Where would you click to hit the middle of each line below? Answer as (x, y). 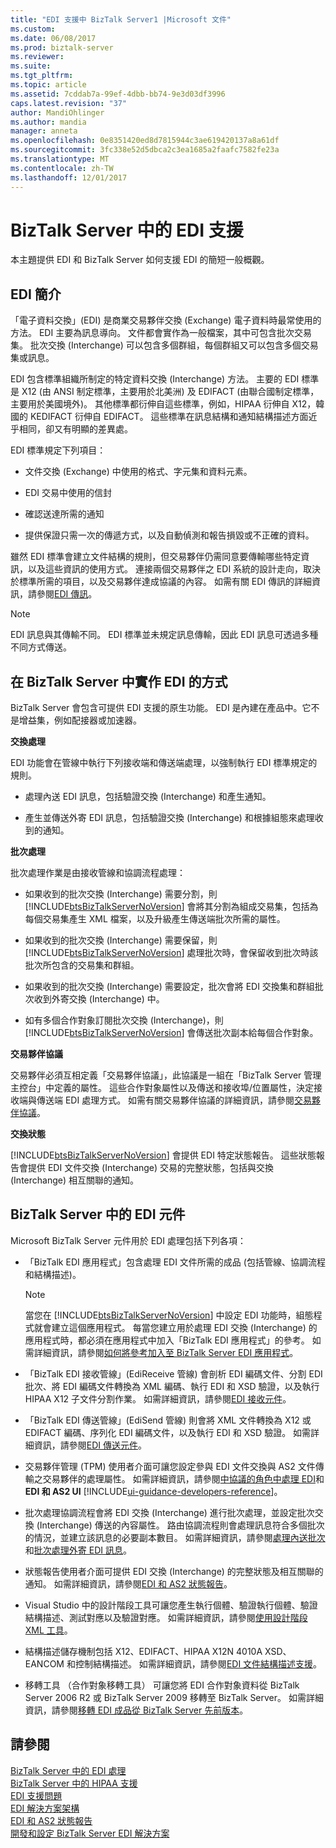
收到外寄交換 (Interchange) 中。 (99, 999)
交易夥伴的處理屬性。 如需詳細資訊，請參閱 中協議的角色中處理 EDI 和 (183, 1478)
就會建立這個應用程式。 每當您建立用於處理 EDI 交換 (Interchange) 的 (175, 1327)
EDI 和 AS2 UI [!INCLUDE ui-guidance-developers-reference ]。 (153, 1491)
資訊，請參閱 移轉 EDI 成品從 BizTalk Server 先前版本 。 (136, 1710)
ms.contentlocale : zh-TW (62, 168)
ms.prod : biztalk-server (62, 47)
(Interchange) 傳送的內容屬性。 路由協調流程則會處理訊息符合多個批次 (180, 1525)
